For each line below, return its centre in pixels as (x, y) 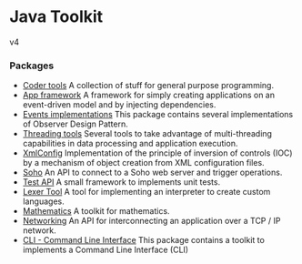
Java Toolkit (56, 17)
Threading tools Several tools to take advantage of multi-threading (147, 134)
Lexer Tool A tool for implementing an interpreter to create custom (146, 192)
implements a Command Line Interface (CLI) (106, 250)
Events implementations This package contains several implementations (158, 115)
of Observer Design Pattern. (75, 124)
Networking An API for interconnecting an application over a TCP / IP (151, 221)
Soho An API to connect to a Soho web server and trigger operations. (152, 173)
